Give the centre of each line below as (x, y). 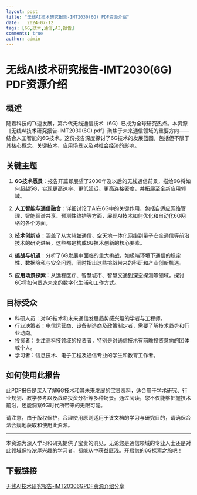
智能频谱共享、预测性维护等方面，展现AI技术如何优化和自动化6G (103, 215)
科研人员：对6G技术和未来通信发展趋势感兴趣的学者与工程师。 (90, 318)
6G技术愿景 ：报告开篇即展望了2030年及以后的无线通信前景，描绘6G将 (100, 181)
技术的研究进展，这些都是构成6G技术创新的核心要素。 (80, 242)
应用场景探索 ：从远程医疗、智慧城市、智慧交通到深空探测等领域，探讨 (99, 275)
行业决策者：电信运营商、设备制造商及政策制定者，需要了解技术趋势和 (99, 325)
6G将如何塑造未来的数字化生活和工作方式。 (67, 283)
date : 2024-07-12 (30, 22)
